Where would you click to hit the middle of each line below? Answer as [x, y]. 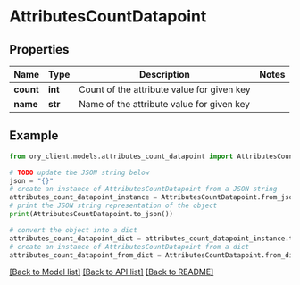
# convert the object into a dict [74, 230]
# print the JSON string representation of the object [113, 206]
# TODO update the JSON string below [79, 172]
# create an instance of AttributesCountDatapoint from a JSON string [143, 189]
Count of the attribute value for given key [165, 89]
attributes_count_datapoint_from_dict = [86, 255]
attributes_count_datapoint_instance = [83, 197]
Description [165, 75]
